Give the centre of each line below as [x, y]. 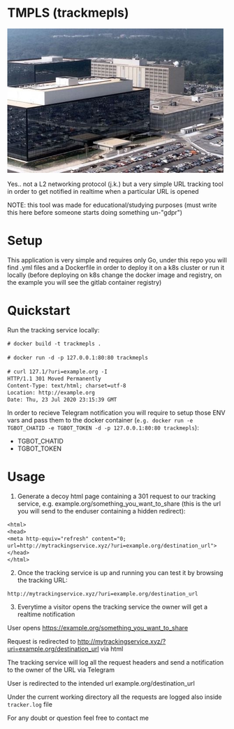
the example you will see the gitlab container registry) [85, 282]
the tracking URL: [42, 580]
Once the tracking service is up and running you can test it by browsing [120, 572]
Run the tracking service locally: [53, 330]
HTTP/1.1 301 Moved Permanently [54, 378]
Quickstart [39, 311]
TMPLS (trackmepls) [68, 13]
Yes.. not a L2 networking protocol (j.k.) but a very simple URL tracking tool [115, 184]
